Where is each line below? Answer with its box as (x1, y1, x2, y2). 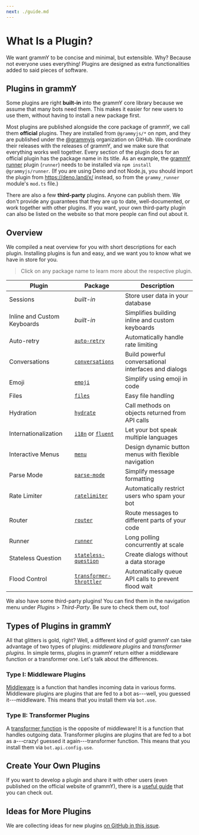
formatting (125, 475, 155, 483)
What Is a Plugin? (6, 34, 94, 47)
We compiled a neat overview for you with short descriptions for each (6, 244, 176, 251)
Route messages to (125, 509, 179, 517)
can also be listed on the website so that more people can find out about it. (6, 211, 189, 218)
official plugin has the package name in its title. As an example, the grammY (6, 155, 191, 162)
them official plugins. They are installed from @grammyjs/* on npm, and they (6, 130, 191, 137)
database (125, 299, 151, 307)
